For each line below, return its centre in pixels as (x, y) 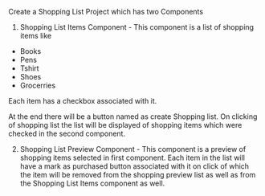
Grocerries (38, 85)
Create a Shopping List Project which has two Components (106, 12)
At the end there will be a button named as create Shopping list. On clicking (133, 116)
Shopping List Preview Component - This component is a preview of (133, 149)
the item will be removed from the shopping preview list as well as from (138, 175)
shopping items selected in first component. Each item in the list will (132, 157)
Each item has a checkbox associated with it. (83, 101)
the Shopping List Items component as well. (92, 183)
